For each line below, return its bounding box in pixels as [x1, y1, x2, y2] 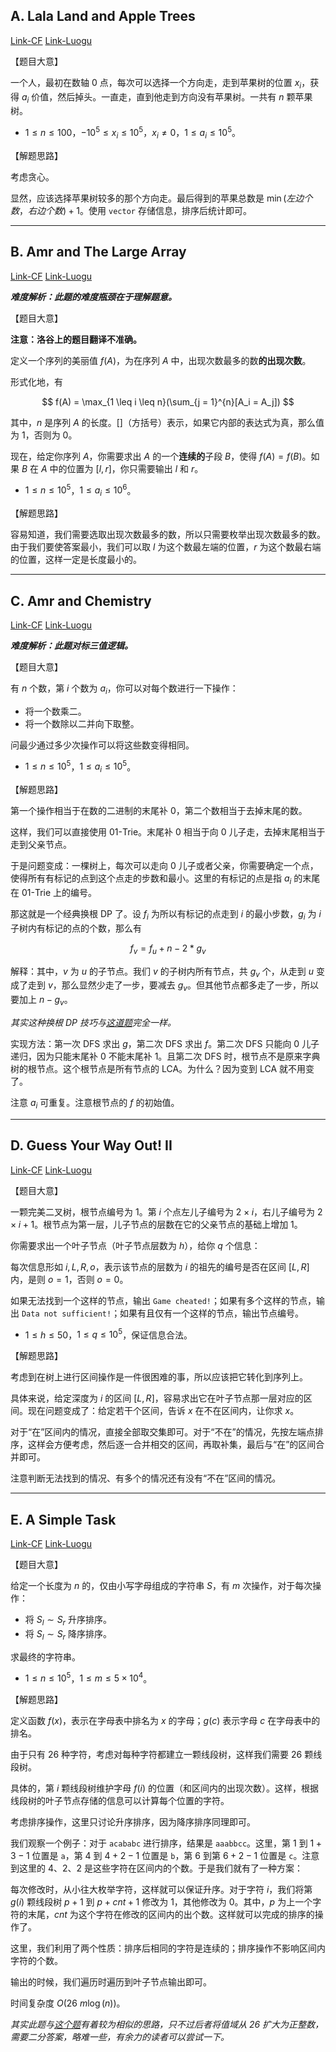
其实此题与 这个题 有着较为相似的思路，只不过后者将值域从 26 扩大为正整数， [10, 2019, 325, 2031]
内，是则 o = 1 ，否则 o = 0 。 [10, 1273, 129, 1285]
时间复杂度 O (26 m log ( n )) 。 [10, 1997, 126, 2009]
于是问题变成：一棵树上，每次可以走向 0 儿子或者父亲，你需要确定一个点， [10, 860, 319, 872]
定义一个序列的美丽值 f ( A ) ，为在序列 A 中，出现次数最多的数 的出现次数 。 [10, 354, 312, 366]
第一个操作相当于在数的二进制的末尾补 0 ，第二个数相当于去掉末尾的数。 [10, 805, 308, 817]
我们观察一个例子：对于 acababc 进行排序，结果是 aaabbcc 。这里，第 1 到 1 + [10, 1837, 323, 1849]
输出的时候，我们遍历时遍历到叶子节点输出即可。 [10, 1976, 212, 1988]
